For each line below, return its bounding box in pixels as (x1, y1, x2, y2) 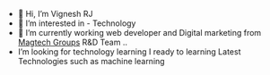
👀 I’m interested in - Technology (17, 18, 136, 29)
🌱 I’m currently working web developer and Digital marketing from (17, 28, 262, 37)
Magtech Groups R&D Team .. (17, 37, 128, 47)
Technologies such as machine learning (17, 56, 165, 66)
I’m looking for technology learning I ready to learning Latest (17, 46, 241, 57)
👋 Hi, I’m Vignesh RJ (17, 9, 93, 19)
